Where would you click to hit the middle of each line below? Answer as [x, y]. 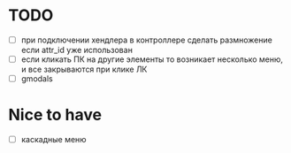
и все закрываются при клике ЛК [84, 69]
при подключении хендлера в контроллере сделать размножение [147, 40]
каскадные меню [54, 140]
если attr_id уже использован [77, 50]
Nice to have [55, 115]
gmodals [37, 79]
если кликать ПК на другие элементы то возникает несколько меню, [152, 59]
